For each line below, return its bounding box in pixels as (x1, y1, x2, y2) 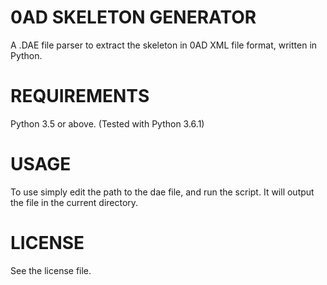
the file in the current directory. (10, 196, 139, 208)
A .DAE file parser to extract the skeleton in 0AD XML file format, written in (10, 39, 318, 51)
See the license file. (10, 264, 92, 276)
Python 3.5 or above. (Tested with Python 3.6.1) (10, 117, 205, 130)
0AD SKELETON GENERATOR (10, 6, 257, 29)
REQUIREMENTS (10, 85, 150, 108)
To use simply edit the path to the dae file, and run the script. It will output (10, 186, 315, 198)
